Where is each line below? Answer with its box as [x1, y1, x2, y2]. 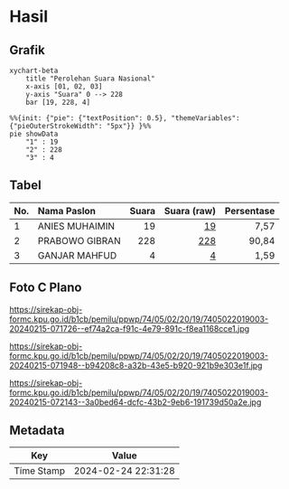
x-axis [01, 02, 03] [25, 82, 103, 91]
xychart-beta [9, 66, 59, 75]
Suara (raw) [163, 204, 217, 217]
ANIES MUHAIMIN [37, 220, 116, 232]
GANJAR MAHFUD [37, 249, 117, 261]
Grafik [9, 42, 45, 58]
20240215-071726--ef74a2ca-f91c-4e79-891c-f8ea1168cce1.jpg [9, 323, 250, 334]
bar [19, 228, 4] [25, 98, 91, 107]
